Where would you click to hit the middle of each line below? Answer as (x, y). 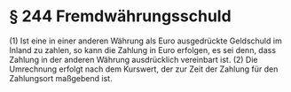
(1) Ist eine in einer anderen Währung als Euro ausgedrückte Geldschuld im (145, 41)
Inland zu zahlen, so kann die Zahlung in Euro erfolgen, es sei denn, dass (143, 50)
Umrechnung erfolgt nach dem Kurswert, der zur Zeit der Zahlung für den (144, 69)
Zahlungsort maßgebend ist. (61, 78)
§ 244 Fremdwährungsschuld (121, 16)
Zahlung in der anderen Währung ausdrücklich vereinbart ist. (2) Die (134, 59)
